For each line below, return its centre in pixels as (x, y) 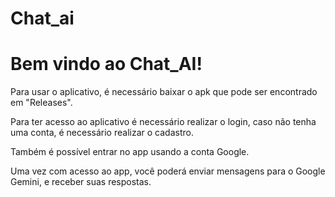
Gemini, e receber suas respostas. (81, 182)
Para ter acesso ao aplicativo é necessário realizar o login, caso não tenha (163, 122)
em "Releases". (41, 103)
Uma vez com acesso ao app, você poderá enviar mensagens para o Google (168, 171)
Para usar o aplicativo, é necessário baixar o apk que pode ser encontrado (164, 92)
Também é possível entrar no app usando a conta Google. (130, 152)
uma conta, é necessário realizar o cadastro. (102, 133)
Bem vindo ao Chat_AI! (106, 64)
